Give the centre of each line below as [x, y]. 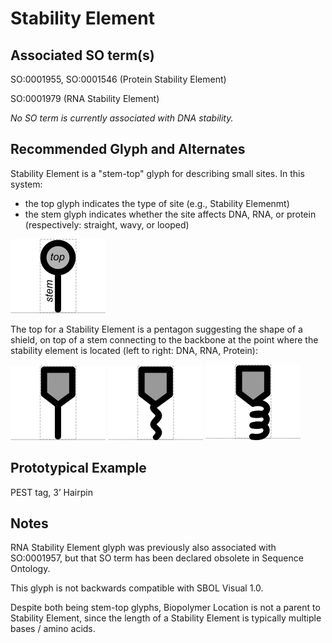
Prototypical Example [78, 468]
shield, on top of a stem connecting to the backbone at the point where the [164, 339]
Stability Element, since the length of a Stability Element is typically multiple [166, 618]
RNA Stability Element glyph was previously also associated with [143, 548]
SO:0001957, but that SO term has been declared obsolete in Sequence [157, 558]
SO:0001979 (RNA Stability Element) [85, 98]
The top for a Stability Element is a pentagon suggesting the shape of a [156, 329]
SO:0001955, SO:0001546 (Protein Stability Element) [118, 79]
